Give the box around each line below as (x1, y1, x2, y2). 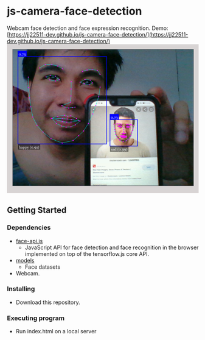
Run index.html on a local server (15, 328, 97, 335)
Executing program (7, 314, 65, 322)
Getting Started (7, 205, 67, 216)
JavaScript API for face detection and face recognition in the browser (24, 244, 199, 251)
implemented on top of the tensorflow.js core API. (24, 250, 150, 257)
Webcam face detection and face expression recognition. (7, 24, 151, 32)
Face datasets (24, 263, 60, 271)
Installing (7, 285, 35, 293)
